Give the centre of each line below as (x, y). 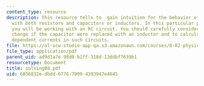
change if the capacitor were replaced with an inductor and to (95, 35)
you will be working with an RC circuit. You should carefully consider (106, 29)
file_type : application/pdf (42, 51)
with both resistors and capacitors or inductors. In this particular (103, 23)
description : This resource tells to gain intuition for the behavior (99, 18)
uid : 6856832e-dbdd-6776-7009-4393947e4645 (62, 74)
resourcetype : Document (36, 62)
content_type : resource (36, 12)
